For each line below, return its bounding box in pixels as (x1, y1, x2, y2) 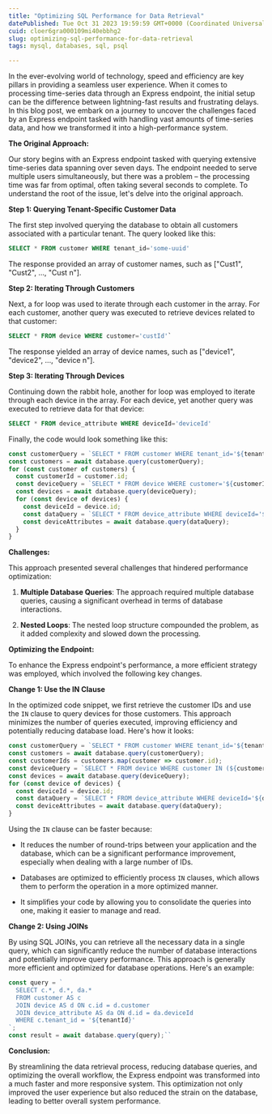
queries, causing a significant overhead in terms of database (19, 596, 223, 606)
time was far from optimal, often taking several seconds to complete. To (8, 180, 249, 190)
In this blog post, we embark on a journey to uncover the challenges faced (8, 106, 257, 116)
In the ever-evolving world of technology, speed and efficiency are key (8, 71, 244, 81)
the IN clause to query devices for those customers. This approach (8, 709, 232, 719)
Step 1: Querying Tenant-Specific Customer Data (8, 204, 176, 215)
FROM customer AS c (15, 993, 82, 1001)
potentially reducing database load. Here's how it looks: (8, 726, 194, 736)
